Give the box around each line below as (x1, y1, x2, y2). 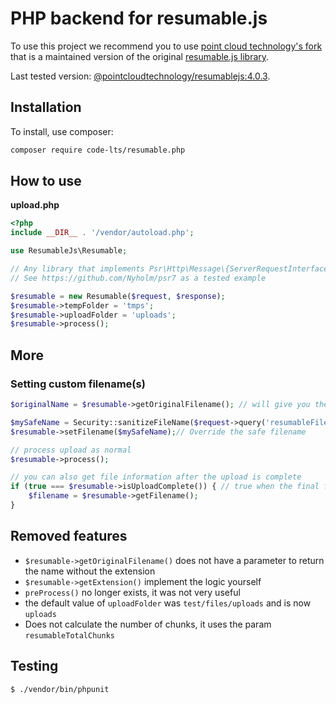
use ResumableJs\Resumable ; (10, 246, 128, 256)
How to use (10, 173, 82, 190)
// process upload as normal (10, 445, 132, 455)
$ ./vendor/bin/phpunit (10, 684, 110, 694)
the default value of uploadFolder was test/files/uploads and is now (24, 597, 312, 609)
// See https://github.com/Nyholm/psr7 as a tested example (10, 273, 267, 283)
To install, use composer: (10, 125, 114, 137)
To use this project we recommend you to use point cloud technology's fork (10, 40, 323, 52)
